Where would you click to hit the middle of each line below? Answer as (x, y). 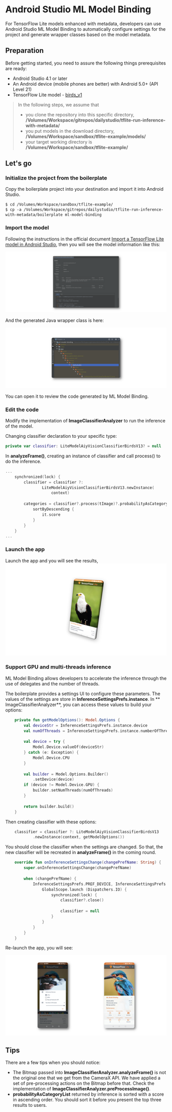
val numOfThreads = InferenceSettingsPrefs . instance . (82, 731)
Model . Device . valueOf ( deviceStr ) (68, 747)
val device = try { (45, 742)
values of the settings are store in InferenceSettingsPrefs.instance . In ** (83, 699)
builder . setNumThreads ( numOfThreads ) (73, 791)
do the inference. (24, 461)
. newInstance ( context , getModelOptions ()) (79, 837)
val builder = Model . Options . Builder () (66, 774)
